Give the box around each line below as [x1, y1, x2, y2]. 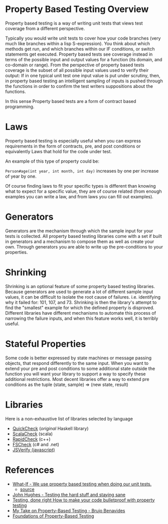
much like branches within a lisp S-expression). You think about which [5, 40, 150, 46]
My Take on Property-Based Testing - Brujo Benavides [12, 507, 125, 513]
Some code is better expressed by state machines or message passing [5, 355, 152, 361]
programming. [5, 103, 35, 109]
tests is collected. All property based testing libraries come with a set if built [5, 233, 162, 239]
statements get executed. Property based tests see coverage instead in [5, 51, 153, 57]
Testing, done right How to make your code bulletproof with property [12, 497, 155, 503]
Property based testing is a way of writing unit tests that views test [5, 20, 143, 26]
